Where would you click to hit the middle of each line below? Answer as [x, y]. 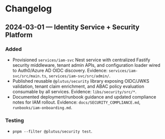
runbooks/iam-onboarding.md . [42, 107]
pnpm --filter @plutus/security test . [52, 131]
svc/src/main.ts [29, 76]
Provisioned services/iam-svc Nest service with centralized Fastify [81, 60]
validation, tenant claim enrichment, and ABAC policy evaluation [78, 86]
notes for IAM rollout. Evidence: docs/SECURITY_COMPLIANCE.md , [76, 102]
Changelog [28, 9]
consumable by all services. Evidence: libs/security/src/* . [74, 91]
